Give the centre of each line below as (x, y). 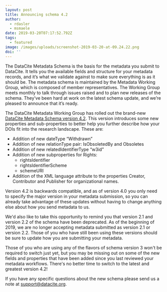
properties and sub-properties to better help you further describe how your (83, 124)
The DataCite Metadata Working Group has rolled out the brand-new (76, 113)
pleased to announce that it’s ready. (42, 103)
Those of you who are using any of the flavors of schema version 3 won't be (83, 247)
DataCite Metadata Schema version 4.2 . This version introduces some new (82, 118)
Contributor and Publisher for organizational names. (66, 181)
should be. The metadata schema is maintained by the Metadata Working (80, 82)
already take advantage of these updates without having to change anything (83, 201)
